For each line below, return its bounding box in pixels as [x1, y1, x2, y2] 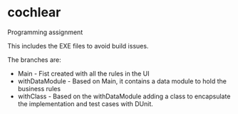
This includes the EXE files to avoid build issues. [7, 41, 149, 50]
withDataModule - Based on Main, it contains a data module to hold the [17, 76, 227, 85]
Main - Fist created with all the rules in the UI [17, 69, 150, 78]
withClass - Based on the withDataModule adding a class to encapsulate [17, 92, 231, 100]
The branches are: [7, 55, 62, 64]
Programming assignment [7, 28, 83, 36]
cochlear [7, 4, 61, 21]
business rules [17, 84, 61, 93]
